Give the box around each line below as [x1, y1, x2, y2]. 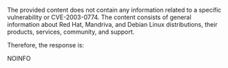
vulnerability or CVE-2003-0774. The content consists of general [7, 13, 191, 21]
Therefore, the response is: [7, 41, 85, 49]
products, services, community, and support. [7, 27, 135, 36]
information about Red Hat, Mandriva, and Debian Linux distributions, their [7, 21, 218, 28]
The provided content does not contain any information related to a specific [7, 6, 222, 14]
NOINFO [7, 54, 31, 63]
